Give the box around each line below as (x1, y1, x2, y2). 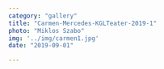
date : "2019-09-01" (8, 42, 74, 50)
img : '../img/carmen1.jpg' (8, 34, 99, 43)
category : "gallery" (8, 11, 78, 20)
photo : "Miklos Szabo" (8, 26, 85, 34)
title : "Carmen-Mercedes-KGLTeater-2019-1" (8, 19, 158, 27)
